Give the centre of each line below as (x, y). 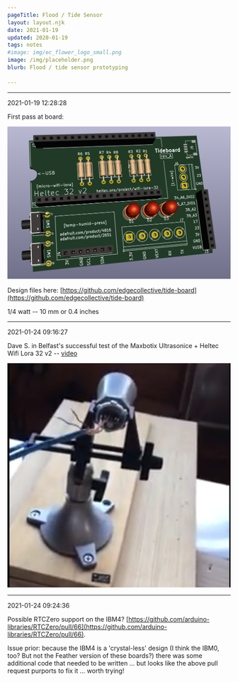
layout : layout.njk (36, 22)
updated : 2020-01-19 (38, 38)
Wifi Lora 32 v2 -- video (42, 353)
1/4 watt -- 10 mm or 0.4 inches (53, 311)
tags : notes (25, 45)
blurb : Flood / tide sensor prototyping (68, 67)
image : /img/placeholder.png (50, 60)
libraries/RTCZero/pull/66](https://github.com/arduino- (87, 627)
